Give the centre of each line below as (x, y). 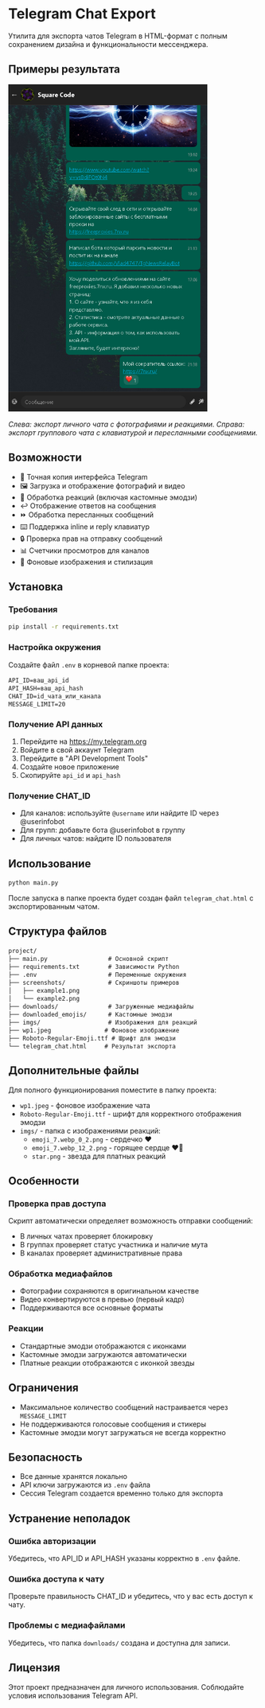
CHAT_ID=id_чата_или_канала (55, 696)
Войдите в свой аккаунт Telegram (77, 749)
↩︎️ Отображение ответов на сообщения (88, 505)
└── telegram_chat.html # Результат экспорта (92, 1046)
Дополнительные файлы (74, 1071)
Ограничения (43, 1388)
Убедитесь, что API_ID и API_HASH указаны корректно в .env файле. (124, 1558)
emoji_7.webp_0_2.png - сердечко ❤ (92, 1139)
